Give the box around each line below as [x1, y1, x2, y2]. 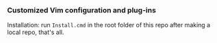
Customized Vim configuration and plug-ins [7, 5, 156, 15]
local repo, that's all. [7, 28, 64, 36]
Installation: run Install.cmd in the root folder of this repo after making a [7, 21, 211, 29]
